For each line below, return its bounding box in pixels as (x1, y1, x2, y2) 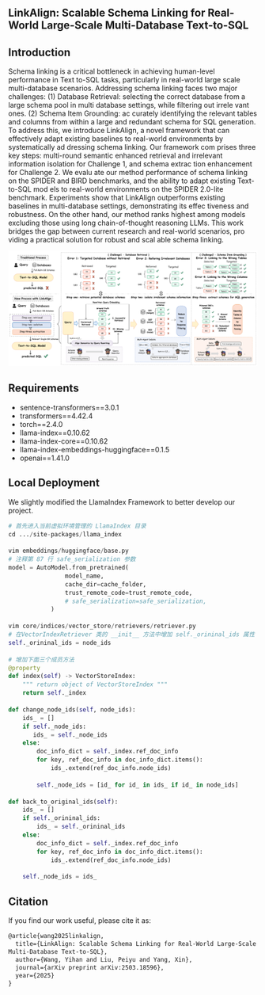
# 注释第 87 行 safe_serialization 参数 (8, 555, 136, 563)
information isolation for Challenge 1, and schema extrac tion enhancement (8, 159, 253, 169)
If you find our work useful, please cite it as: (8, 916, 152, 925)
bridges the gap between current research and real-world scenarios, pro (8, 227, 245, 236)
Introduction (8, 45, 71, 59)
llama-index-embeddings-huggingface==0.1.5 (19, 444, 170, 454)
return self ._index (22, 689, 87, 697)
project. (8, 505, 34, 515)
